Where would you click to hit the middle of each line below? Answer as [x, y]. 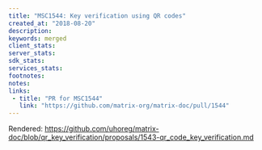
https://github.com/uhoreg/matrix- [101, 129]
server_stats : [32, 53]
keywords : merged [38, 38]
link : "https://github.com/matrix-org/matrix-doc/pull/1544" [124, 106]
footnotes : [27, 76]
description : [30, 31]
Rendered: [25, 129]
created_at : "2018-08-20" [52, 23]
